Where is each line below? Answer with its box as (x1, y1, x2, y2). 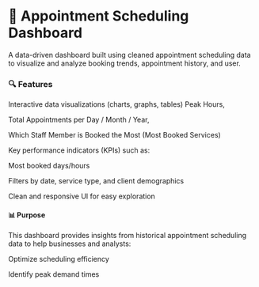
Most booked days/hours (8, 161, 90, 171)
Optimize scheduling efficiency (8, 255, 109, 264)
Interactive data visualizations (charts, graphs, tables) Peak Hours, (8, 100, 226, 109)
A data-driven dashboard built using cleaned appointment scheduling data (8, 50, 251, 59)
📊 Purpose (8, 210, 46, 220)
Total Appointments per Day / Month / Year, (8, 115, 150, 125)
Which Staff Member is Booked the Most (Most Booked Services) (8, 130, 222, 140)
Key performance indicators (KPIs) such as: (8, 145, 150, 155)
